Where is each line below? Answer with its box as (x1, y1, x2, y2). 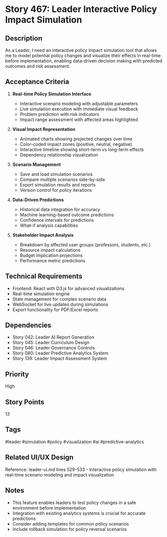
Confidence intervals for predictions (19, 217, 94, 223)
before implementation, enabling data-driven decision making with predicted (5, 58, 163, 63)
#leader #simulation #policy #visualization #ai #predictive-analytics (5, 439, 144, 445)
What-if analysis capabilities (19, 222, 78, 228)
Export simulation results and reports (19, 181, 96, 188)
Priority (5, 370, 29, 378)
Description (5, 34, 42, 42)
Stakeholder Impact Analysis (12, 232, 74, 238)
